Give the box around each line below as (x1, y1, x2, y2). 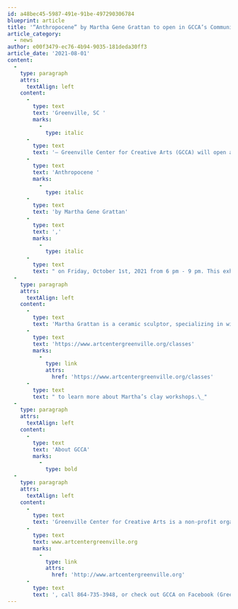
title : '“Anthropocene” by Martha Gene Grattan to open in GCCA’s (7, 23, 208, 31)
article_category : (7, 30, 62, 38)
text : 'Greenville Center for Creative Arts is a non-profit (33, 519, 217, 526)
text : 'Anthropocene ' (33, 168, 100, 176)
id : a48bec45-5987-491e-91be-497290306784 (7, 10, 135, 18)
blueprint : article (7, 17, 65, 24)
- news (13, 37, 33, 44)
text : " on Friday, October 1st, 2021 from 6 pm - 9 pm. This (33, 268, 220, 275)
